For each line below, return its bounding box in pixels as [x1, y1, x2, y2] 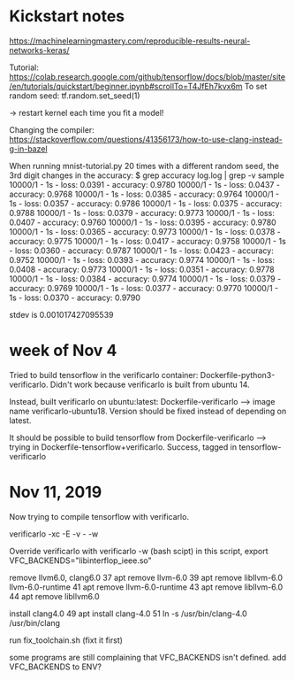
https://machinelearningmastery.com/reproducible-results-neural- [9, 35, 251, 46]
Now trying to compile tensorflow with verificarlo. [9, 511, 190, 522]
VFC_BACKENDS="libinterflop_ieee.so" [9, 555, 152, 566]
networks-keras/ [9, 44, 70, 55]
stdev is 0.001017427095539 [9, 309, 114, 320]
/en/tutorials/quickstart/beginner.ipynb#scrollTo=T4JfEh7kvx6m [9, 81, 243, 91]
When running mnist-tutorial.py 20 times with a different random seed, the [9, 160, 280, 171]
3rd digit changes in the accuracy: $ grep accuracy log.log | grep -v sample [9, 170, 285, 181]
